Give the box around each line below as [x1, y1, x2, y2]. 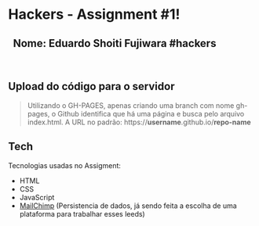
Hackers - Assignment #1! [8, 5, 181, 23]
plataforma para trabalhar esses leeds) [19, 209, 145, 218]
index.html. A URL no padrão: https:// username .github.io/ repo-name [27, 117, 251, 127]
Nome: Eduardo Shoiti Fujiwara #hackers [13, 37, 217, 50]
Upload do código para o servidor [8, 80, 175, 93]
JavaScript [19, 192, 55, 202]
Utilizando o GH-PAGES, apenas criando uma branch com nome [27, 100, 235, 110]
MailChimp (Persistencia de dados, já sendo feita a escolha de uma [19, 201, 237, 210]
